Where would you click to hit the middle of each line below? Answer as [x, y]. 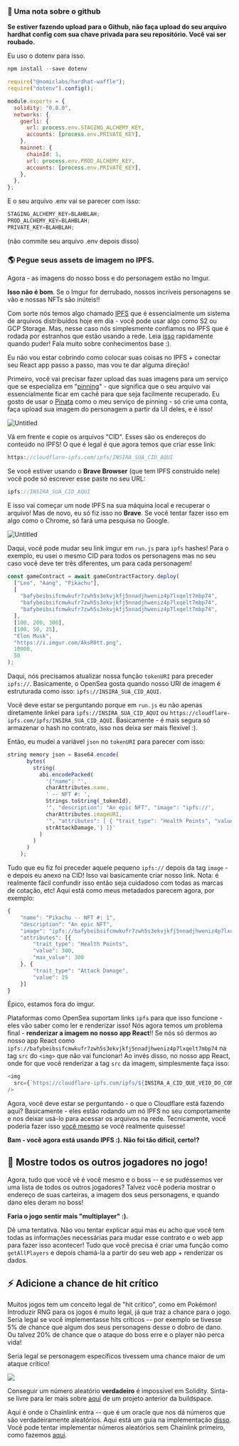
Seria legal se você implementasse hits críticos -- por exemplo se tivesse [115, 1319]
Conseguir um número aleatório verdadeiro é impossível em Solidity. [108, 1390]
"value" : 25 [51, 977]
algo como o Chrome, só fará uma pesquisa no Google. [88, 521]
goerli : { [35, 121]
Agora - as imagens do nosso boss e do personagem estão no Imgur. [109, 278]
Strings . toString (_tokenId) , [89, 801]
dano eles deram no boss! [46, 1202]
